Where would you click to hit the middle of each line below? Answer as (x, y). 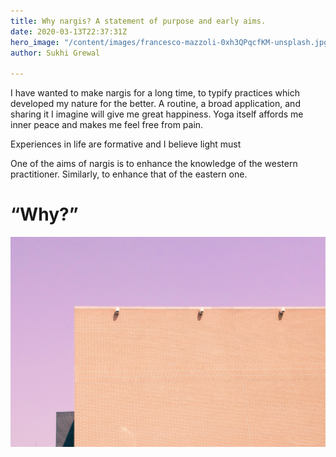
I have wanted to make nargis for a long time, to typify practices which (155, 93)
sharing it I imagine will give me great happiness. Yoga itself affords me (157, 114)
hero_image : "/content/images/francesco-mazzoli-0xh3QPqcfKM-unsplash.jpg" (171, 42)
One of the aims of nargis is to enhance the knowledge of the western (154, 164)
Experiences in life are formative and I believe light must (126, 144)
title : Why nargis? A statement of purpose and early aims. (138, 21)
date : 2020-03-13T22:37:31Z (69, 31)
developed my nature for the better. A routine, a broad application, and (155, 104)
